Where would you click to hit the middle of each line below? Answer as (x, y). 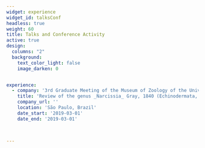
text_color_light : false (49, 63)
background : (27, 57)
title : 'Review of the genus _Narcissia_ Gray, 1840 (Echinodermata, (108, 96)
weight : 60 (20, 29)
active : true (23, 40)
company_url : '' (38, 102)
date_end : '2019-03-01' (48, 119)
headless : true (26, 23)
